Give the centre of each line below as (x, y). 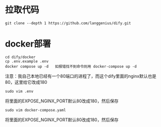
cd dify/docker (20, 57)
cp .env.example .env (27, 61)
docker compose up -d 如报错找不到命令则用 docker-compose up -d (71, 66)
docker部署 (28, 44)
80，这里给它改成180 (26, 82)
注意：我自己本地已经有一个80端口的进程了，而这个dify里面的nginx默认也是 (81, 76)
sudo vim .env (19, 91)
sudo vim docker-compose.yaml (36, 110)
